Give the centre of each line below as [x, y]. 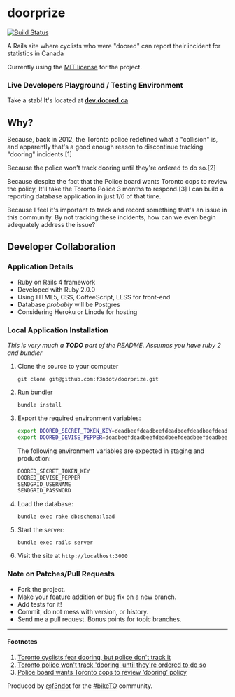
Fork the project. [41, 589]
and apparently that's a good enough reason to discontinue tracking [105, 147]
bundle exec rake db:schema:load [66, 517]
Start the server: [41, 530]
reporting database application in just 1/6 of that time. [84, 196]
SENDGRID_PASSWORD [44, 491]
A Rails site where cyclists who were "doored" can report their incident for [114, 46]
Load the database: [45, 504]
